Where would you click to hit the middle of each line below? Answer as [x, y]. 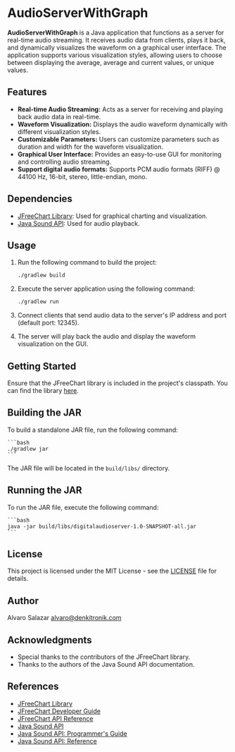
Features [27, 92]
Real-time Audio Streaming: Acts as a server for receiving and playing [120, 109]
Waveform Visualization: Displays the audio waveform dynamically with [122, 124]
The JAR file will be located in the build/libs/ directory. [89, 468]
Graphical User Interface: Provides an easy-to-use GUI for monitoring [119, 154]
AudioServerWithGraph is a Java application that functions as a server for [116, 32]
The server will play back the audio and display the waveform [106, 336]
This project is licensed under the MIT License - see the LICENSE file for [112, 571]
